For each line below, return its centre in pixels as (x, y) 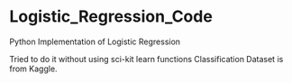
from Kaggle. (33, 69)
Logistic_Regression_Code (111, 17)
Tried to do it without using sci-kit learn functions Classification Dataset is (146, 59)
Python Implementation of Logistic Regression (95, 41)
